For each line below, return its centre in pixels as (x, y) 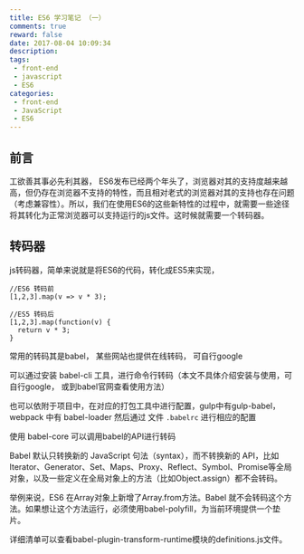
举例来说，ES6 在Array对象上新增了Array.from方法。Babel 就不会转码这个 (147, 497)
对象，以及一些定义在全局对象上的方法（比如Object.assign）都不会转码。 (146, 478)
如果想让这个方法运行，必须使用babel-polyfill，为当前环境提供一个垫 (152, 509)
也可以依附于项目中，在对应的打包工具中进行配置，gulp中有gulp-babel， (145, 406)
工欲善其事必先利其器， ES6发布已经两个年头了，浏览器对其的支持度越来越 (149, 181)
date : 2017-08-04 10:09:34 (60, 43)
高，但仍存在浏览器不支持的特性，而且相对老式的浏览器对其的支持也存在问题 (152, 192)
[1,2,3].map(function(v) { (60, 322)
